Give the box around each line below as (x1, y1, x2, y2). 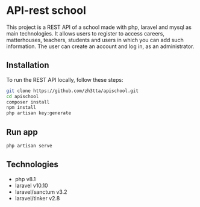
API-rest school (6, 4, 86, 17)
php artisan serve (6, 143, 52, 149)
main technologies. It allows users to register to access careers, (6, 29, 164, 37)
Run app (6, 127, 38, 137)
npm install (6, 105, 36, 111)
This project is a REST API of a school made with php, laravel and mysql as (6, 23, 192, 31)
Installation (6, 60, 49, 70)
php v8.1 (14, 175, 36, 182)
